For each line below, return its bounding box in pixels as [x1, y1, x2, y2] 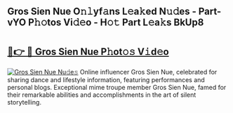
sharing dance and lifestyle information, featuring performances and [7, 76, 205, 84]
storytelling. [7, 98, 42, 106]
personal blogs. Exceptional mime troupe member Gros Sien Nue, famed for [7, 84, 227, 91]
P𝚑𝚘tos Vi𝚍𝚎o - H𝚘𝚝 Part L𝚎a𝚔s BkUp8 [27, 17, 204, 29]
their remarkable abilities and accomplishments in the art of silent [7, 91, 197, 99]
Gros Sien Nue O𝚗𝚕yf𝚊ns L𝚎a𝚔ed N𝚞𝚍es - [7, 6, 197, 18]
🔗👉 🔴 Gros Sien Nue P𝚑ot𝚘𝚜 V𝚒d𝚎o [7, 46, 170, 58]
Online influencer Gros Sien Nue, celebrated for [79, 68, 218, 76]
